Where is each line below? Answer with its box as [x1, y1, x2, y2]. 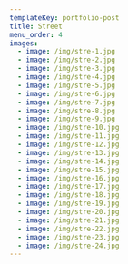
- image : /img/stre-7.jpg [17, 97, 116, 107]
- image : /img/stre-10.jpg [17, 123, 120, 132]
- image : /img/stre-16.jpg [17, 173, 120, 182]
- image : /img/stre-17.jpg [17, 182, 120, 191]
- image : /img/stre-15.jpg [17, 165, 120, 174]
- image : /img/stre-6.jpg [17, 89, 116, 98]
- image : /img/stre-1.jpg [17, 47, 116, 56]
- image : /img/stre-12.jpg [17, 140, 120, 149]
